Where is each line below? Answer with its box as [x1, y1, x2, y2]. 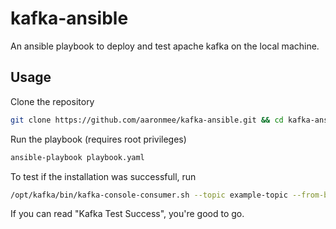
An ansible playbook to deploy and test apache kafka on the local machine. [10, 40, 320, 52]
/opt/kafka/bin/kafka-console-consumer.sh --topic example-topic [10, 190, 288, 200]
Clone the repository [10, 95, 95, 107]
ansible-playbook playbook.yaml [10, 152, 145, 162]
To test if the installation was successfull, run [10, 170, 197, 182]
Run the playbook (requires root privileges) [10, 133, 187, 145]
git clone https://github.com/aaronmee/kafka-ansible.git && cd [10, 115, 284, 125]
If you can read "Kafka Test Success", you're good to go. [10, 208, 245, 220]
